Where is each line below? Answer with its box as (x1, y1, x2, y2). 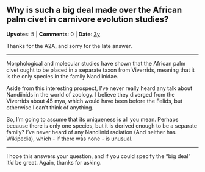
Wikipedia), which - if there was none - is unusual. (6, 135, 133, 142)
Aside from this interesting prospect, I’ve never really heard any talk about (6, 84, 193, 92)
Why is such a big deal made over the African (6, 5, 182, 15)
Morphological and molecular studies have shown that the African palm (6, 60, 186, 67)
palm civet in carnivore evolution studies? (6, 15, 169, 25)
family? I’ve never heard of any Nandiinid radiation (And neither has (6, 128, 176, 136)
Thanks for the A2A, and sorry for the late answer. (6, 42, 132, 49)
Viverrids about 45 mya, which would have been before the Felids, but (6, 97, 183, 105)
